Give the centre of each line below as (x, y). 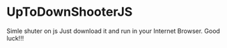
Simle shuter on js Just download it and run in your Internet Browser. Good (113, 31)
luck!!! (15, 38)
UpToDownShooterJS (70, 12)
